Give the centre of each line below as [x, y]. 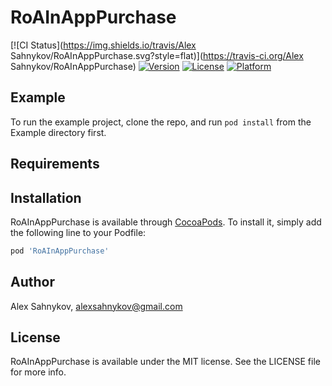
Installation [46, 197]
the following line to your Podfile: [78, 232]
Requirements [55, 164]
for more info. [38, 372]
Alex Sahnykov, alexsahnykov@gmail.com [96, 306]
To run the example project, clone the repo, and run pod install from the [161, 122]
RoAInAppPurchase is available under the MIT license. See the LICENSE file [165, 362]
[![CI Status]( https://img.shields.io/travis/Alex [103, 45]
